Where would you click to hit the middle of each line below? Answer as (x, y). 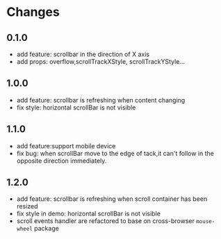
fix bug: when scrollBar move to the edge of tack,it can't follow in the (115, 153)
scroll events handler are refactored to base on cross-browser (106, 221)
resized (27, 206)
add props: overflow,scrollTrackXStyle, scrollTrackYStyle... (101, 62)
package (47, 229)
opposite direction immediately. (62, 161)
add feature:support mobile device (66, 145)
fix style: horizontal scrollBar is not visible (76, 107)
